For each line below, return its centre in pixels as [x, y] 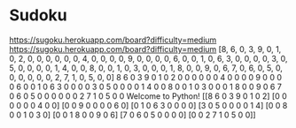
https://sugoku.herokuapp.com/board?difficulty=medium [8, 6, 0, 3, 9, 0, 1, [145, 49]
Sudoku [39, 15]
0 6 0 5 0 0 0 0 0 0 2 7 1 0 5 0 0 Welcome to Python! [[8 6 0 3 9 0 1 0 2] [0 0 [148, 96]
